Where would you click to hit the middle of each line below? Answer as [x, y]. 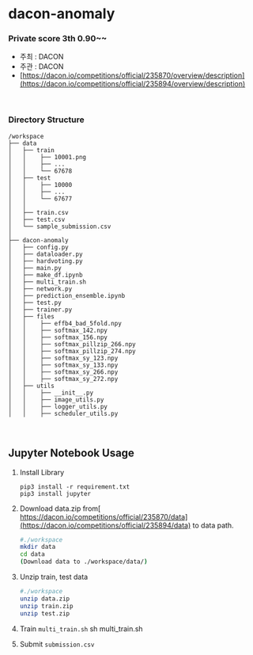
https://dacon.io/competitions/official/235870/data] [104, 516]
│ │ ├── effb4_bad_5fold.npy [65, 323]
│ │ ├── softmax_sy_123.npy [63, 358]
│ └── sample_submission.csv [60, 227]
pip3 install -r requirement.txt [75, 487]
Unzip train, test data [54, 577]
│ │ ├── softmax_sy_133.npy [63, 365]
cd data [32, 554]
